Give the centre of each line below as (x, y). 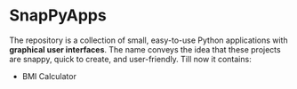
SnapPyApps (58, 16)
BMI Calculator (49, 76)
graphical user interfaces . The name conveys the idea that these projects (145, 49)
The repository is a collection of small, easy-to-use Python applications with (148, 40)
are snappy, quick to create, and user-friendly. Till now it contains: (130, 59)
